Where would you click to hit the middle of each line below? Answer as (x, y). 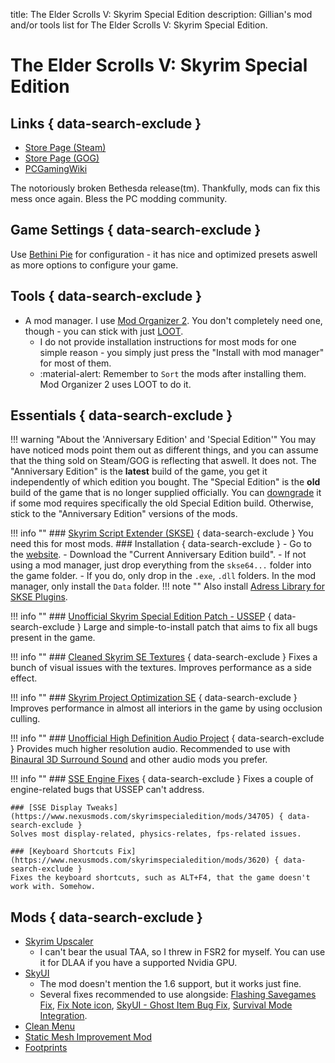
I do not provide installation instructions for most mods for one (168, 341)
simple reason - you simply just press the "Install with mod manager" (182, 352)
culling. (25, 719)
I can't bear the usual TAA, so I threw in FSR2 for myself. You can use (182, 952)
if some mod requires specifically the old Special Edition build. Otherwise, (162, 503)
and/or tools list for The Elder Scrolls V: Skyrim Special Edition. (139, 25)
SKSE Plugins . (39, 597)
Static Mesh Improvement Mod (88, 1037)
